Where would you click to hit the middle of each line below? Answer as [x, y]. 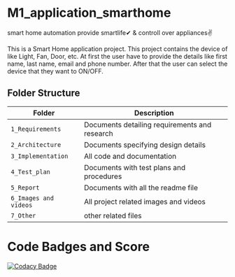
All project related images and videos [145, 201]
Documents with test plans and [135, 167]
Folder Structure [44, 93]
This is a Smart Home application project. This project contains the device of [117, 49]
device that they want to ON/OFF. [55, 71]
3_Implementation [40, 156]
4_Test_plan [31, 172]
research [98, 133]
